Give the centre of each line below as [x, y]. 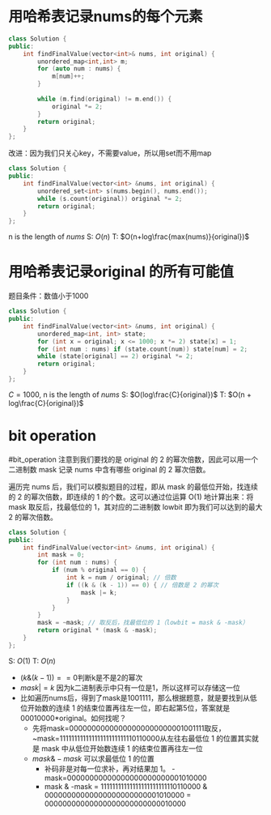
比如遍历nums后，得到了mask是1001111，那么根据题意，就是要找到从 [135, 698]
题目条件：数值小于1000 [49, 296]
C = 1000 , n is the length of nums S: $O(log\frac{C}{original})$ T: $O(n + [130, 395]
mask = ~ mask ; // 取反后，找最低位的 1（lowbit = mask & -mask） [143, 623]
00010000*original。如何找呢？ [73, 718]
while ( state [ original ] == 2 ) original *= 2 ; [116, 356]
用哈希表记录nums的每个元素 [106, 17]
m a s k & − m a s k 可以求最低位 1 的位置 [93, 758]
